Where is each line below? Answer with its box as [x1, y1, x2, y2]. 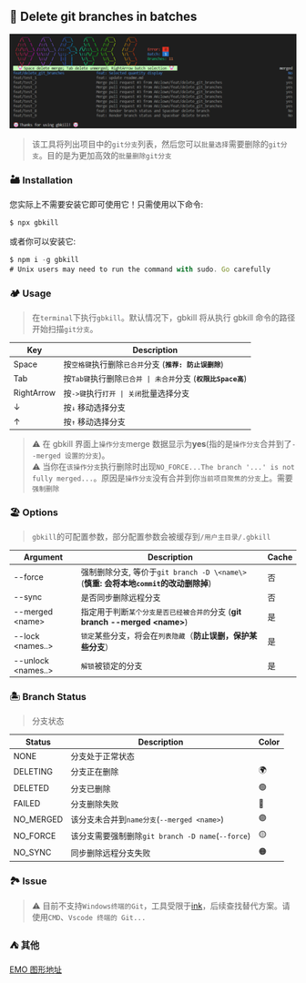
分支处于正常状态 [70, 751, 135, 762]
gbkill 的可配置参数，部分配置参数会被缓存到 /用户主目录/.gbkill [31, 531, 271, 542]
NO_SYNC [13, 847, 52, 858]
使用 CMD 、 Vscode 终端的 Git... [31, 911, 147, 922]
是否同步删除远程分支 [80, 592, 161, 603]
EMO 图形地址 [9, 964, 62, 975]
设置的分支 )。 [65, 450, 110, 461]
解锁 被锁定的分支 [80, 660, 143, 671]
